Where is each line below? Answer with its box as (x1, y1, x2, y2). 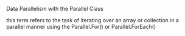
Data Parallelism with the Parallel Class (6, 5, 103, 12)
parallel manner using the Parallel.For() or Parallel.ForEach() (6, 23, 156, 30)
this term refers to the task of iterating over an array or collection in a (6, 17, 180, 23)
